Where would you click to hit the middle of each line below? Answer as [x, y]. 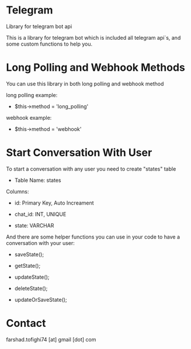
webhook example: [29, 118]
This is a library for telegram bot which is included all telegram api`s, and [93, 37]
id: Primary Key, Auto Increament [54, 203]
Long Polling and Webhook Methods [95, 68]
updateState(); [32, 277]
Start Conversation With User [79, 153]
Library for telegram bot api [39, 26]
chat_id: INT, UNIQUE [40, 214]
